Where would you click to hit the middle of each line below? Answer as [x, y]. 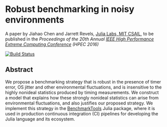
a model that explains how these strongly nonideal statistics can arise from [82, 97]
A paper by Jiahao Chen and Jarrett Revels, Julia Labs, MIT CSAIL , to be [80, 33]
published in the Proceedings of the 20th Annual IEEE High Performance [80, 39]
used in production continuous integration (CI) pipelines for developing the [82, 113]
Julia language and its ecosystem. [40, 119]
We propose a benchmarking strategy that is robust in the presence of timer [83, 81]
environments [35, 20]
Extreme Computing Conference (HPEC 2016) [52, 44]
